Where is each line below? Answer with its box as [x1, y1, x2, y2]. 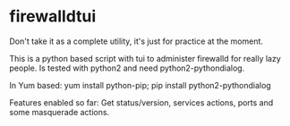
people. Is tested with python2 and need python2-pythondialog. [9, 63, 245, 73]
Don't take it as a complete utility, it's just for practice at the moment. [9, 36, 264, 46]
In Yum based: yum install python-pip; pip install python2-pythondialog [9, 80, 271, 90]
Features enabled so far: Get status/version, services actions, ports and [9, 97, 274, 108]
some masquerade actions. [9, 106, 110, 117]
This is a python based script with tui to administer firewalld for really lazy [9, 53, 282, 63]
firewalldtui [9, 6, 97, 27]
